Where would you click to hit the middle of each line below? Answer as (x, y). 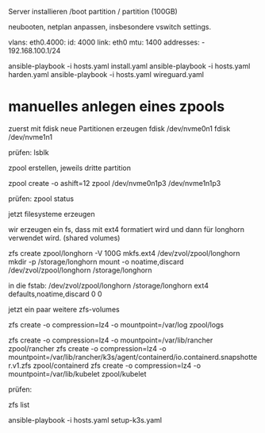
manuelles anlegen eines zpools (116, 107)
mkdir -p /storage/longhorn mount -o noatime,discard (96, 261)
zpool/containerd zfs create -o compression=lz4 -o (117, 365)
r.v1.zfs (20, 365)
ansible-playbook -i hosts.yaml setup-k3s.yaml (85, 419)
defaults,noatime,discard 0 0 (55, 294)
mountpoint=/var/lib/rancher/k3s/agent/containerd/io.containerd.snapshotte (133, 357)
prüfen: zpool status (41, 199)
